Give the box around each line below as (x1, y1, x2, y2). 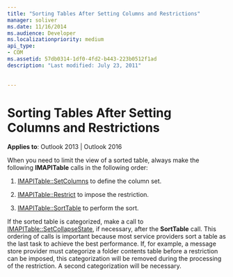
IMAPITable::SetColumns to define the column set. (17, 177, 162, 185)
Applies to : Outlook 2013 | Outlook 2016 (7, 143, 122, 151)
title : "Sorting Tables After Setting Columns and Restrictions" (7, 10, 200, 17)
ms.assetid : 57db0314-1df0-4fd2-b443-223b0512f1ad (7, 56, 157, 63)
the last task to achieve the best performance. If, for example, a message (7, 239, 217, 248)
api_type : (7, 42, 36, 49)
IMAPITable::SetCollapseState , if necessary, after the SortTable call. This (7, 225, 217, 233)
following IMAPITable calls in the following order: (7, 164, 148, 172)
